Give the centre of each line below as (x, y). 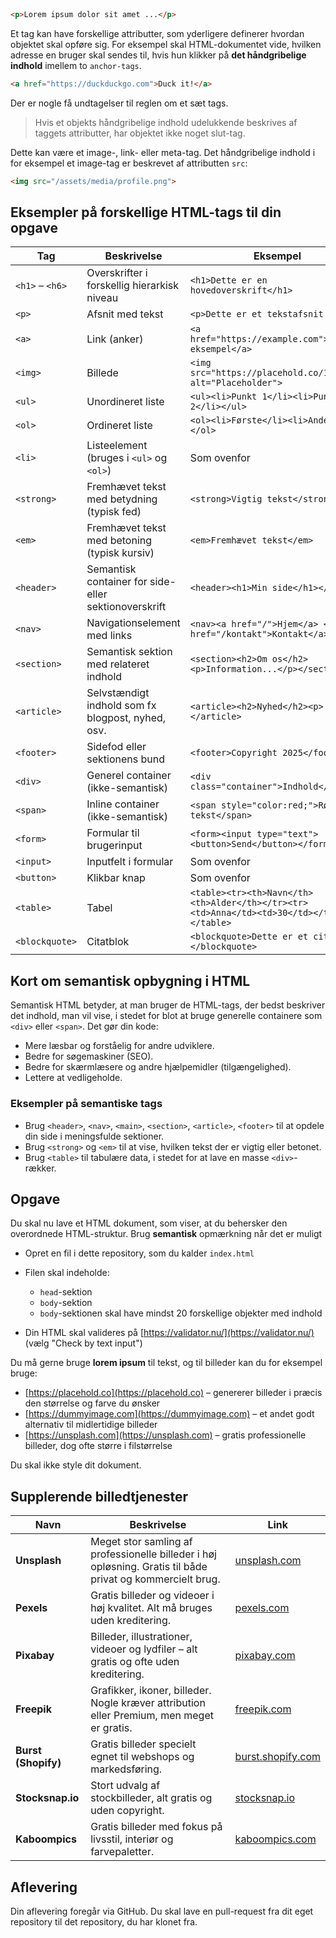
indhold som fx (121, 706)
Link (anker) (115, 339)
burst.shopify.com (277, 1757)
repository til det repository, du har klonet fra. (104, 1921)
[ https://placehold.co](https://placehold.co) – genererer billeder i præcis (173, 1393)
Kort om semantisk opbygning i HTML (130, 980)
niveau (102, 298)
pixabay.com (265, 1656)
